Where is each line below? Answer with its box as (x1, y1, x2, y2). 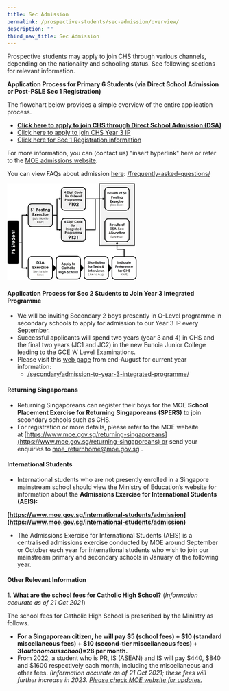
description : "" (7, 25, 53, 32)
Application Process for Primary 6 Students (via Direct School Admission (7, 80, 219, 88)
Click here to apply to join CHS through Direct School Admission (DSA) (16, 121, 222, 129)
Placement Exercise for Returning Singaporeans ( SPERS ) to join (16, 408, 202, 416)
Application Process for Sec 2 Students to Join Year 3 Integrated (7, 289, 195, 297)
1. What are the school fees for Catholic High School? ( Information (7, 591, 198, 599)
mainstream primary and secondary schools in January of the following (16, 553, 219, 561)
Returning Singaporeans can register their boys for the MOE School (16, 401, 208, 409)
